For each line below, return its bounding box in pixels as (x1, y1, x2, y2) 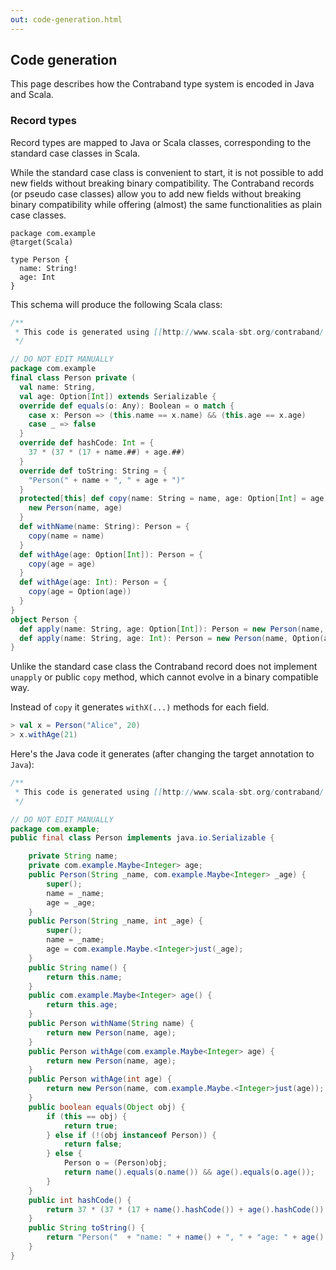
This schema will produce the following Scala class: (10, 298, 223, 310)
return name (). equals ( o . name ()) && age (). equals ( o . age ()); (63, 1167, 315, 1178)
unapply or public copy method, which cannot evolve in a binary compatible (10, 671, 319, 683)
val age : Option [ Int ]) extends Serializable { (19, 391, 217, 401)
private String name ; (28, 851, 118, 861)
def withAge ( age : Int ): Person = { (19, 577, 168, 588)
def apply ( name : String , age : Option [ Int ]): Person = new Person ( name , (19, 624, 325, 634)
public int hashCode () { (28, 1195, 132, 1205)
